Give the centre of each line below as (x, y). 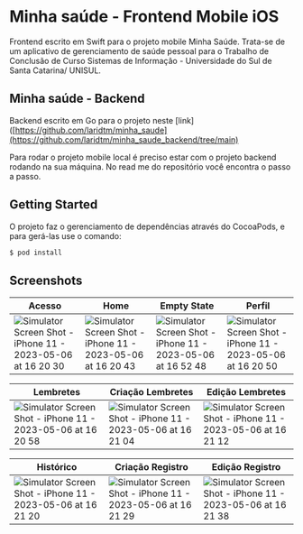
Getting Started (54, 205)
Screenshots (46, 280)
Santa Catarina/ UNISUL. (55, 70)
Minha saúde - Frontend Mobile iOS (144, 17)
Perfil (258, 306)
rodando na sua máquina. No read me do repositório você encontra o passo (150, 166)
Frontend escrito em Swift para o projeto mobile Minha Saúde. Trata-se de (147, 41)
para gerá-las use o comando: (65, 235)
